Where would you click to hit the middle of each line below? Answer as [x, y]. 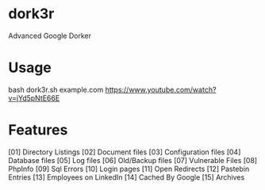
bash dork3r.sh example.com [56, 89]
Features [38, 130]
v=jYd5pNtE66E [34, 98]
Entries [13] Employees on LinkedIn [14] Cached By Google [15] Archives [127, 177]
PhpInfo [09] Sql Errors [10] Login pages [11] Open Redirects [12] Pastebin [129, 169]
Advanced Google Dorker [50, 36]
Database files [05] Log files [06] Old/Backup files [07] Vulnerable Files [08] [133, 160]
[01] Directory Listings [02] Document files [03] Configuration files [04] [125, 152]
